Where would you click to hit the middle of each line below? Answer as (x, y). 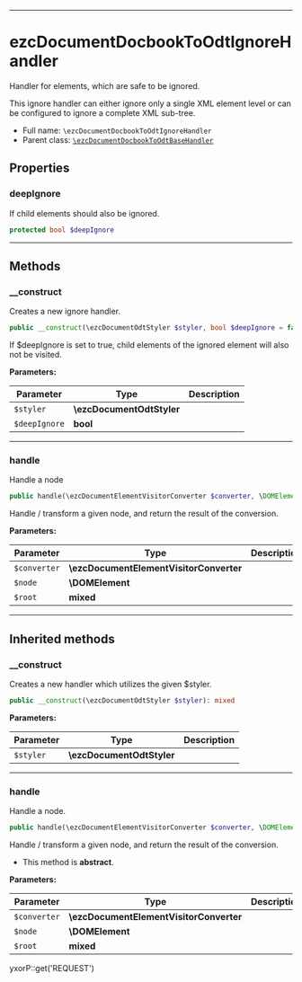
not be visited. (36, 355)
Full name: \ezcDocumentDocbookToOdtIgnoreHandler (117, 130)
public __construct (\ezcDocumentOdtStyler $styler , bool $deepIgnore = (146, 328)
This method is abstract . (68, 862)
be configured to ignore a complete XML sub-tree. (102, 112)
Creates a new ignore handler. (65, 312)
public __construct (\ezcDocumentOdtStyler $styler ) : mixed (122, 700)
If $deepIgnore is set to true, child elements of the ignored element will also (149, 345)
